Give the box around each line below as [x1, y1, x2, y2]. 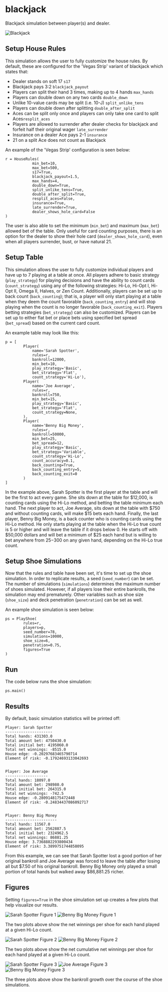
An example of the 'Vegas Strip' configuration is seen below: [5, 147, 130, 153]
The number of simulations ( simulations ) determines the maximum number [5, 581, 161, 587]
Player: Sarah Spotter [5, 725, 53, 730]
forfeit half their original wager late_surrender [12, 126, 108, 132]
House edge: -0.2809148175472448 [5, 795, 75, 800]
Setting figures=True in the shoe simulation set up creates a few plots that [5, 896, 158, 903]
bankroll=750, [32, 392, 62, 397]
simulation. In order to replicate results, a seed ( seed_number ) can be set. [5, 576, 154, 582]
